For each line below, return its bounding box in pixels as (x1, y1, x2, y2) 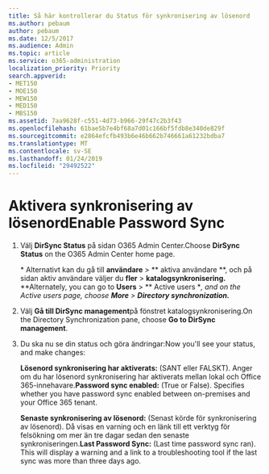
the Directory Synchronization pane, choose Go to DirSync (19, 315, 216, 325)
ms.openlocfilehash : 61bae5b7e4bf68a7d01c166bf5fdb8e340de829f (8, 124, 226, 132)
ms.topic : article (8, 49, 70, 57)
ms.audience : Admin (8, 42, 74, 50)
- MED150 (8, 102, 38, 110)
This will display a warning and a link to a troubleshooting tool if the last (19, 447, 258, 457)
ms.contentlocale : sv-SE (8, 147, 92, 155)
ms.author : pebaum (8, 19, 70, 27)
